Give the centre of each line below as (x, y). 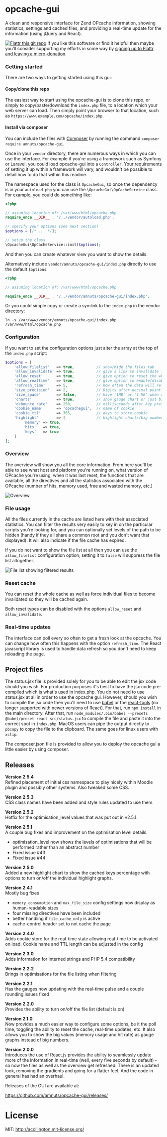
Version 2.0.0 (19, 1050)
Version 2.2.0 (19, 1004)
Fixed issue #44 (29, 858)
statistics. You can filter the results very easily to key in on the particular (79, 524)
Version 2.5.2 (19, 812)
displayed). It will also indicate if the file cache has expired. (66, 540)
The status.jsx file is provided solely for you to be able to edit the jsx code (81, 681)
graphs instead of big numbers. (37, 1040)
